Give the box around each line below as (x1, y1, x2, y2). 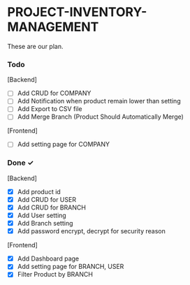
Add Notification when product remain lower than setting (17, 97, 181, 105)
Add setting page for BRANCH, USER (17, 263, 124, 271)
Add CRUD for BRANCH (17, 203, 86, 212)
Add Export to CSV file (17, 105, 82, 113)
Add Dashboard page (17, 254, 79, 263)
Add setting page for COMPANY (17, 140, 110, 149)
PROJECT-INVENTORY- (7, 4, 147, 20)
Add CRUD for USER (17, 195, 77, 203)
